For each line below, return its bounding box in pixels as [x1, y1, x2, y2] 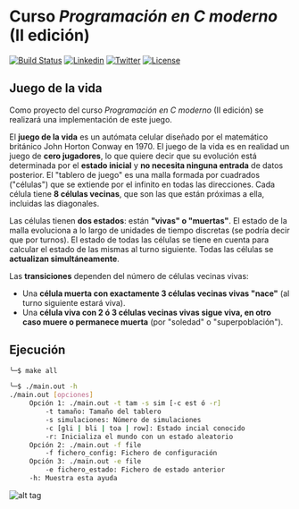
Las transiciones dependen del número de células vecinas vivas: [9, 270, 249, 281]
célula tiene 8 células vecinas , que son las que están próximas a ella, [9, 188, 265, 199]
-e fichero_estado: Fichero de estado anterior [45, 465, 226, 475]
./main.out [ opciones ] [9, 391, 94, 400]
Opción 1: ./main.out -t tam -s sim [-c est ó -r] [29, 399, 221, 408]
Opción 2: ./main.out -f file [29, 440, 142, 449]
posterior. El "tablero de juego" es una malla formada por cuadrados [9, 169, 261, 180]
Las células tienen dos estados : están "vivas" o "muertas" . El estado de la [9, 215, 287, 225]
